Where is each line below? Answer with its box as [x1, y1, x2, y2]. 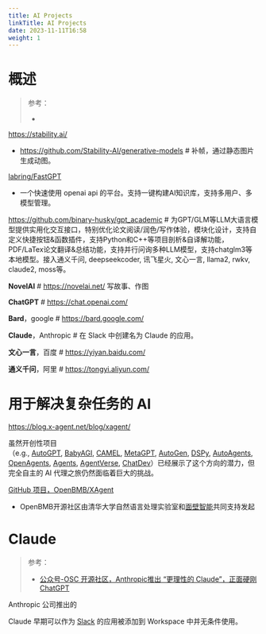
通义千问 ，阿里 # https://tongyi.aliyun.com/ [8, 365, 150, 374]
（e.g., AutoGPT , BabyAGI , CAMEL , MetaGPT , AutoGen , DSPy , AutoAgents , [8, 448, 253, 458]
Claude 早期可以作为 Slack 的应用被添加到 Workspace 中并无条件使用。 [8, 617, 242, 626]
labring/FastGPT [8, 172, 62, 181]
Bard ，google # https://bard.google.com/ [8, 314, 145, 323]
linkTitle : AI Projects [8, 19, 87, 27]
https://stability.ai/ [8, 130, 67, 139]
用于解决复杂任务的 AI [8, 395, 152, 413]
